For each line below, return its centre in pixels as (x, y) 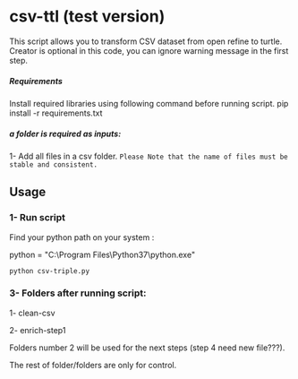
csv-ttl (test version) (87, 17)
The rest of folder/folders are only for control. (93, 365)
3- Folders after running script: (78, 293)
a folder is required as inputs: (65, 134)
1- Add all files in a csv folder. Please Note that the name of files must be (149, 156)
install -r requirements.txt (56, 113)
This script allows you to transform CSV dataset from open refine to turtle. (146, 41)
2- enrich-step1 (38, 330)
